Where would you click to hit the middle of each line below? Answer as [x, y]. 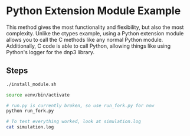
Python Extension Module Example [94, 11]
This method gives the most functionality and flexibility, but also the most [95, 27]
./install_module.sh [32, 84]
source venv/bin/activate [38, 95]
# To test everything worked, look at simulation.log [74, 122]
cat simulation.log [30, 127]
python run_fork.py [30, 111]
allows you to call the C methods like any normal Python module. [85, 39]
